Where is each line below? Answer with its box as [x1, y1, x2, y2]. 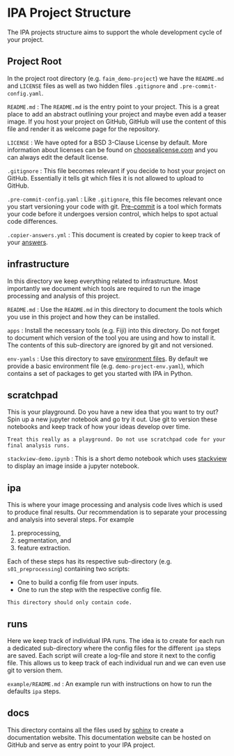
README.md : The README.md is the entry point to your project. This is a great [7, 103, 219, 111]
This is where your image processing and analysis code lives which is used [7, 501, 223, 509]
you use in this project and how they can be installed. [7, 312, 160, 321]
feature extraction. [17, 544, 71, 552]
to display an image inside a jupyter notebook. [7, 462, 139, 470]
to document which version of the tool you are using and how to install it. [7, 333, 216, 342]
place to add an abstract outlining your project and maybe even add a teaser [7, 109, 226, 118]
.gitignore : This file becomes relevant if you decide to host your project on [7, 166, 226, 175]
